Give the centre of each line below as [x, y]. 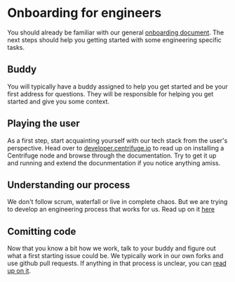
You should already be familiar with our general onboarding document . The [116, 32]
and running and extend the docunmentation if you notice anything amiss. [114, 162]
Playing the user [43, 123]
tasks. [16, 47]
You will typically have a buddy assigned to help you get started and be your [117, 86]
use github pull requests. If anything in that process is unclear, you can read [117, 263]
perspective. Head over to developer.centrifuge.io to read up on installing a [116, 148]
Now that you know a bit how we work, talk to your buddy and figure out [112, 248]
